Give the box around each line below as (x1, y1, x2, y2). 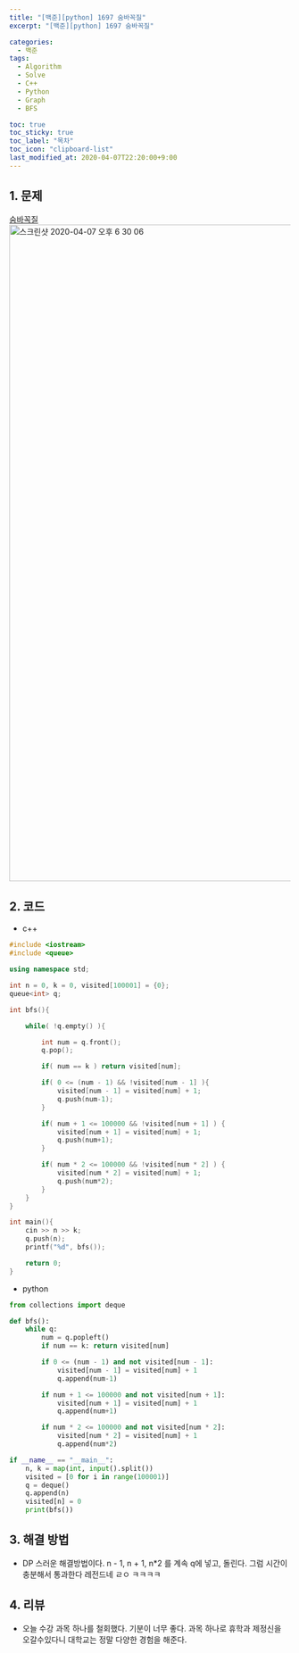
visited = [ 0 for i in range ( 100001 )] (25, 1472, 170, 1482)
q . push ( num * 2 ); (56, 1176, 114, 1185)
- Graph (17, 96, 46, 104)
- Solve (17, 71, 46, 80)
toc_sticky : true (9, 129, 74, 137)
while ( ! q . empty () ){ (25, 1021, 105, 1031)
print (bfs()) (25, 1506, 74, 1515)
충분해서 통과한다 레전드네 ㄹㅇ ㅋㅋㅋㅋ (21, 1568, 162, 1580)
